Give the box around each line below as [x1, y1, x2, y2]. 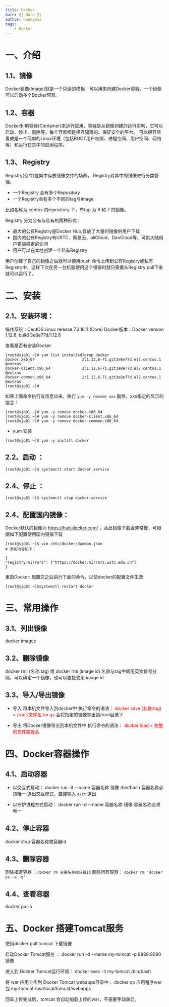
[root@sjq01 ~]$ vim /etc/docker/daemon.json [5, 541, 102, 547]
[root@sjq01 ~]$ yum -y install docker [5, 438, 89, 443]
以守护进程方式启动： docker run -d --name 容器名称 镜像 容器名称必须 [12, 801, 160, 807]
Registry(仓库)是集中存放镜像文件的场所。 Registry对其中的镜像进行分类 [5, 172, 155, 178]
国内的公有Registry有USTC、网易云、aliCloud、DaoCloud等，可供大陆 [12, 234, 159, 241]
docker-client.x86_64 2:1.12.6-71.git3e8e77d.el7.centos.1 [5, 366, 161, 371]
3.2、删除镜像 [5, 654, 49, 663]
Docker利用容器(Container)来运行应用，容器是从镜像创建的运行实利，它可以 [5, 123, 163, 129]
